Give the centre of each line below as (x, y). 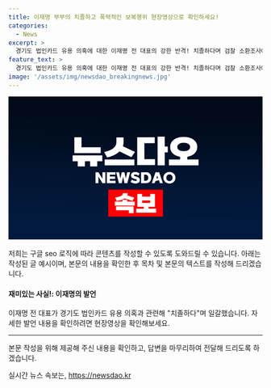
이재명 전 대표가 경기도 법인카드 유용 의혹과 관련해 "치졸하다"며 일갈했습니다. (129, 313)
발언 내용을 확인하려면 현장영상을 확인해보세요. (96, 323)
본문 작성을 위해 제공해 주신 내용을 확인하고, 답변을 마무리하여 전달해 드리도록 (130, 348)
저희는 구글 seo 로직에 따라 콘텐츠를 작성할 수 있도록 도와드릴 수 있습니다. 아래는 (135, 254)
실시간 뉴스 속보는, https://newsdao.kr (70, 375)
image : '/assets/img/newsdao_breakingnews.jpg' (90, 77)
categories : (28, 25)
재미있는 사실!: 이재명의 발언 (52, 293)
